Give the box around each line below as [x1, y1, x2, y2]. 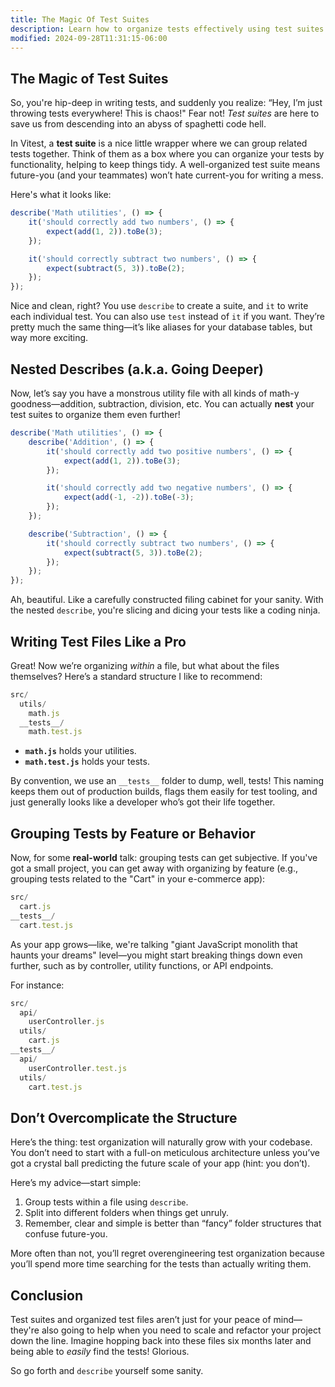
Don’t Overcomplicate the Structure [10, 1109, 238, 1126]
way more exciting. [10, 332, 89, 344]
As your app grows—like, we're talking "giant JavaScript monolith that [10, 938, 298, 950]
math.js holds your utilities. [24, 745, 137, 757]
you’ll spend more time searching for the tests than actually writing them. [10, 1258, 312, 1270]
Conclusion [10, 1287, 84, 1304]
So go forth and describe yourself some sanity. [10, 1365, 204, 1376]
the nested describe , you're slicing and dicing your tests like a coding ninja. [10, 604, 321, 616]
